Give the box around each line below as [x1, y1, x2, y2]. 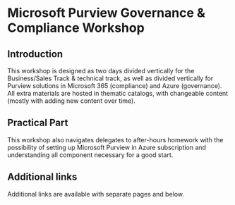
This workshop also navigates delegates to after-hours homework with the [7, 135, 224, 144]
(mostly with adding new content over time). [7, 97, 135, 105]
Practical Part [7, 117, 68, 129]
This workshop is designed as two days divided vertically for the [7, 67, 195, 75]
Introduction [7, 48, 64, 60]
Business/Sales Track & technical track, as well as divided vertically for [7, 74, 214, 82]
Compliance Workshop [7, 20, 145, 36]
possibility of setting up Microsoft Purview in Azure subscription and [7, 143, 207, 151]
